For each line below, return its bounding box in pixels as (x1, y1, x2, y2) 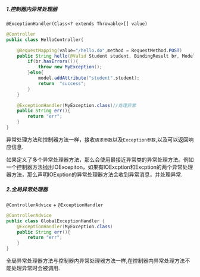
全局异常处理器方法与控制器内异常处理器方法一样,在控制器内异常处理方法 (6, 257, 186, 265)
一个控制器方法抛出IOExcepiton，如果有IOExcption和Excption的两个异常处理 (6, 163, 193, 171)
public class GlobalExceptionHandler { (6, 218, 105, 224)
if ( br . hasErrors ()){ (27, 58, 79, 65)
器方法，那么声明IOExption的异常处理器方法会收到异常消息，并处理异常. (6, 171, 183, 178)
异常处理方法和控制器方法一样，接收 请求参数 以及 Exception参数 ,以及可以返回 (6, 136, 189, 143)
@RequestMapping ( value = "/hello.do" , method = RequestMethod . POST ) (17, 48, 183, 53)
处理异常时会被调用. (11, 265, 61, 272)
